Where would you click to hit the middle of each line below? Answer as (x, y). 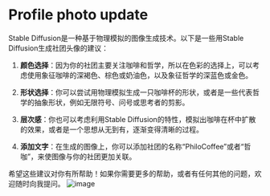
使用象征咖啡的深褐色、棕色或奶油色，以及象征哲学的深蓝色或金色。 (140, 75)
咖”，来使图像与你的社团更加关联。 (78, 156)
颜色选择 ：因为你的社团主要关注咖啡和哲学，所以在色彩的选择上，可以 (136, 65)
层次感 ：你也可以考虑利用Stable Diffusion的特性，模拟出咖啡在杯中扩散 (138, 119)
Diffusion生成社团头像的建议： (59, 48)
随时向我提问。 (40, 183)
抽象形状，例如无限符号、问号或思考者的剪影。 (112, 102)
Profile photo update (78, 15)
